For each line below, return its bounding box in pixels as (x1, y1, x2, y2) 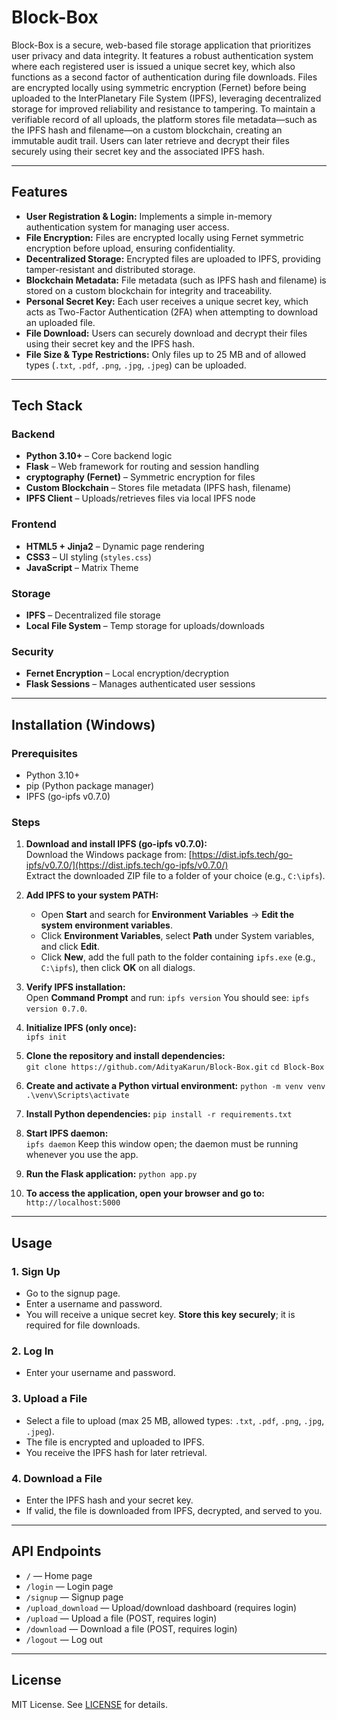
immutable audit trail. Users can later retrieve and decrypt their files (11, 134, 290, 146)
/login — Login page (25, 1580, 114, 1592)
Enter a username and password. (25, 1298, 163, 1310)
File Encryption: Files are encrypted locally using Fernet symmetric (25, 231, 304, 243)
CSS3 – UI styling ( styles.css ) (25, 551, 153, 563)
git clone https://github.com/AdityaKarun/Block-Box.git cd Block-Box (25, 1062, 325, 1073)
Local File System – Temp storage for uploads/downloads (25, 620, 265, 632)
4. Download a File (11, 1471, 103, 1485)
